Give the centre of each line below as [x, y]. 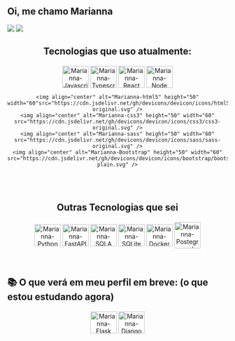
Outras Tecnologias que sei [117, 207]
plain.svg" [113, 165]
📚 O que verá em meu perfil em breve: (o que [108, 282]
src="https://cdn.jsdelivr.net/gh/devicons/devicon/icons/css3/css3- [117, 122]
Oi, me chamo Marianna [60, 12]
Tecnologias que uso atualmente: [117, 52]
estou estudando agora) [61, 296]
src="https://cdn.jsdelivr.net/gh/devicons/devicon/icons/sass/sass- [117, 140]
